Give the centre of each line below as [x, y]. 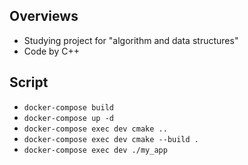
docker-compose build [68, 107]
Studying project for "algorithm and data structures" [131, 40]
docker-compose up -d [68, 118]
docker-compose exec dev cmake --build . [111, 139]
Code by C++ [51, 51]
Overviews [44, 16]
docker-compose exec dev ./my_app [95, 150]
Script [29, 82]
